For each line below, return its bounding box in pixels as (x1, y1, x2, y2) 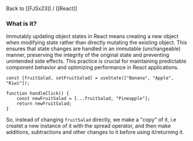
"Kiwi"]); (6, 80, 30, 87)
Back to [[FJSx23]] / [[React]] (6, 5, 77, 12)
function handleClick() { (6, 91, 69, 97)
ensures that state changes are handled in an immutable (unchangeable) (6, 45, 181, 52)
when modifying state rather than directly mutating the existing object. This (6, 39, 187, 46)
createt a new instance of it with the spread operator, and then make (6, 122, 171, 129)
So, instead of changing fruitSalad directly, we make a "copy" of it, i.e (6, 116, 177, 123)
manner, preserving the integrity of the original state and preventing (6, 51, 170, 59)
